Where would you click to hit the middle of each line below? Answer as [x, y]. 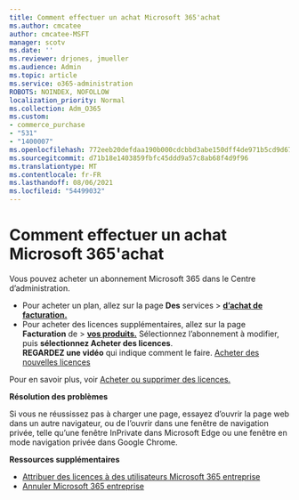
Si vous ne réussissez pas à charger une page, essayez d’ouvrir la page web [149, 414]
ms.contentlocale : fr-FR [55, 174]
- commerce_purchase [48, 125]
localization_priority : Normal [67, 100]
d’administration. [40, 288]
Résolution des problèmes [59, 396]
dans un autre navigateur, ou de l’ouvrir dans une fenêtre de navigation [139, 423]
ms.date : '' [31, 51]
